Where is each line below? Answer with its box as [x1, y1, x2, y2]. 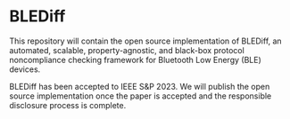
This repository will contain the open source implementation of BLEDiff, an [9, 36, 283, 46]
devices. [9, 64, 41, 75]
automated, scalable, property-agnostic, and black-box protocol [9, 44, 245, 55]
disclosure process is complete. [9, 99, 127, 110]
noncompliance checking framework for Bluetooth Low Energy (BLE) [9, 54, 261, 65]
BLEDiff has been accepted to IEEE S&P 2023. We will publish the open [9, 81, 270, 91]
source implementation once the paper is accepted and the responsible [9, 91, 272, 101]
